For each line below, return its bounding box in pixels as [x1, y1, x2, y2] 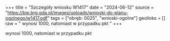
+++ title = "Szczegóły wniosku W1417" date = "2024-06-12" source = [5, 5, 154, 10]
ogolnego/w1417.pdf [5, 15, 48, 21]
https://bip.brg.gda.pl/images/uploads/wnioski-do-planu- [7, 10, 129, 16]
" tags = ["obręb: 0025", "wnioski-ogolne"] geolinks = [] [47, 15, 165, 21]
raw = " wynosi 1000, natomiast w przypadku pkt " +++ [5, 20, 122, 26]
